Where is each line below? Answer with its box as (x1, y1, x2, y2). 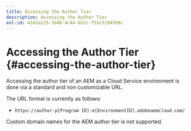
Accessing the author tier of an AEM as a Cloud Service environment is (6, 78, 180, 85)
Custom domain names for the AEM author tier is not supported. (6, 118, 163, 125)
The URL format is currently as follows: (6, 95, 101, 103)
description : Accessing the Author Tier (6, 14, 108, 20)
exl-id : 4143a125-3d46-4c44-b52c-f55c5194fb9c (6, 20, 123, 25)
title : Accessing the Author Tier (6, 8, 92, 15)
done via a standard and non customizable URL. (6, 84, 123, 91)
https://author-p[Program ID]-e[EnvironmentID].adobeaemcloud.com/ (14, 108, 185, 114)
